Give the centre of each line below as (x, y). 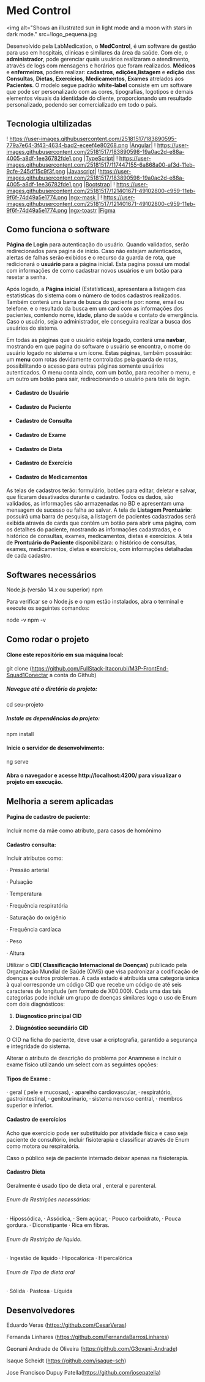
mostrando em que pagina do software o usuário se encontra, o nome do (99, 346)
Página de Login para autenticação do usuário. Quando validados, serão (98, 244)
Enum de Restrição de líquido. (44, 1239)
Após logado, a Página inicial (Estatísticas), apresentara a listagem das (96, 289)
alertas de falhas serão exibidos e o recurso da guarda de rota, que (91, 257)
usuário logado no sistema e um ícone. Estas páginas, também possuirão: (99, 352)
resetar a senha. (27, 277)
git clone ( (19, 668)
